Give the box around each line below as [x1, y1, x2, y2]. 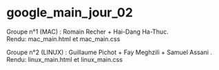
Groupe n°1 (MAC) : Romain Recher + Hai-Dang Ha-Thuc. [6, 27, 169, 36]
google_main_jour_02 [6, 5, 134, 21]
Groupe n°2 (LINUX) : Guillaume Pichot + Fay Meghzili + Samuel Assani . [6, 48, 213, 56]
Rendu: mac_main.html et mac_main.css [6, 34, 121, 43]
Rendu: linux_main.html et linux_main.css [6, 55, 123, 63]
